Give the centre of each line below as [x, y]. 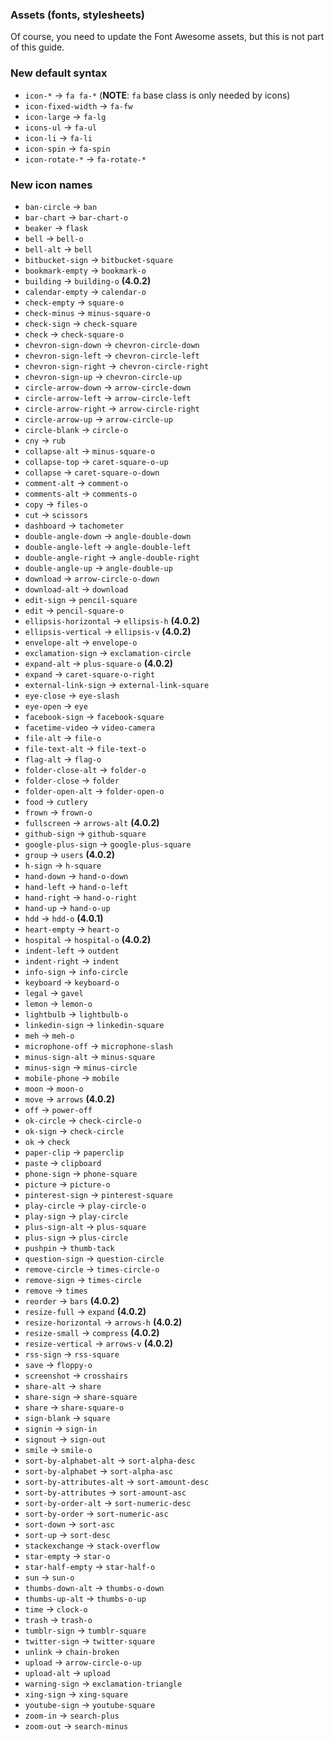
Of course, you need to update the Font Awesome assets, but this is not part [167, 37]
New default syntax [59, 73]
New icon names [51, 185]
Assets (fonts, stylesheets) [78, 15]
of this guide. [37, 47]
